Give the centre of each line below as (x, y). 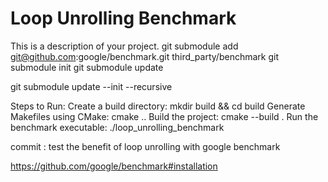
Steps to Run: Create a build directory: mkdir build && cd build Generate (158, 106)
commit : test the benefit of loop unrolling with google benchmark (145, 146)
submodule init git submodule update (87, 67)
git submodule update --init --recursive (91, 86)
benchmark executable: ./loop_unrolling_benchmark (117, 127)
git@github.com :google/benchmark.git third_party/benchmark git (144, 56)
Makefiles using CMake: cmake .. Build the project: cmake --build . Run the (164, 116)
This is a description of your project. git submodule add (124, 46)
